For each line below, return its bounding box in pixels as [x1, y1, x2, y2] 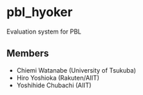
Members [6, 47, 49, 59]
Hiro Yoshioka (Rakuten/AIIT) [16, 73, 100, 82]
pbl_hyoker [6, 4, 73, 20]
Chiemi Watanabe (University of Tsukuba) [16, 66, 137, 74]
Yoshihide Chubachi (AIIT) [16, 81, 92, 89]
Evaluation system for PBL [6, 27, 82, 36]
